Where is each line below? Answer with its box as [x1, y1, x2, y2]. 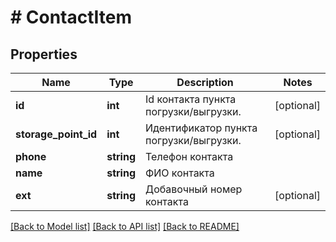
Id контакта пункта [145, 92, 237, 106]
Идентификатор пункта [145, 121, 258, 135]
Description [176, 76, 234, 89]
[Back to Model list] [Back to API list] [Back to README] [10, 221, 240, 232]
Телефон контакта [145, 150, 234, 163]
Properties [10, 46, 78, 63]
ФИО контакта [145, 166, 215, 180]
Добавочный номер [145, 182, 243, 196]
